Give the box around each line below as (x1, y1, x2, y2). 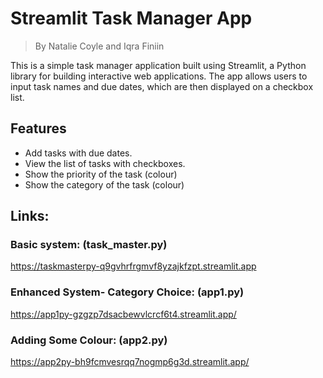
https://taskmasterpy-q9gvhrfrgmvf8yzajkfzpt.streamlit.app (10, 260, 257, 272)
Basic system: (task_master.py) (10, 238, 168, 252)
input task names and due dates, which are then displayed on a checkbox (10, 80, 314, 92)
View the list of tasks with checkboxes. (24, 157, 186, 169)
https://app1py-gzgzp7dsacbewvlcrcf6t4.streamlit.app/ (10, 308, 237, 320)
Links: (10, 208, 50, 225)
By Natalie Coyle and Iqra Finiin (34, 40, 165, 52)
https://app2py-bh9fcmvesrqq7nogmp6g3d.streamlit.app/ (10, 356, 250, 368)
